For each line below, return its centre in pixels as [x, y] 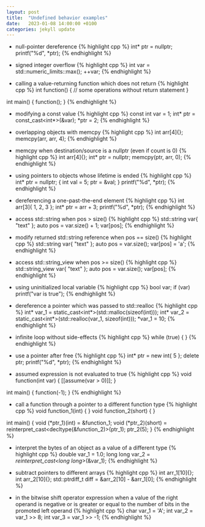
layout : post [23, 12]
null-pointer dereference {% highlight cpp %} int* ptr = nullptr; [94, 47]
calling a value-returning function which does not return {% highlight [102, 84]
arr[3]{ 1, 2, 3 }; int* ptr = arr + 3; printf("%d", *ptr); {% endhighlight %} [105, 207]
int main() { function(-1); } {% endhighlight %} [64, 392]
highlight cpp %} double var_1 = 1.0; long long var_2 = [83, 455]
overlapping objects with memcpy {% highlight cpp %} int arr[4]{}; [99, 132]
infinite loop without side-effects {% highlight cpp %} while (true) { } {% [106, 337]
